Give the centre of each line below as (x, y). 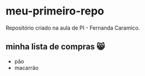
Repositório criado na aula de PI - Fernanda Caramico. (73, 28)
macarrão (26, 68)
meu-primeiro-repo (55, 11)
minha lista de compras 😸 (55, 47)
